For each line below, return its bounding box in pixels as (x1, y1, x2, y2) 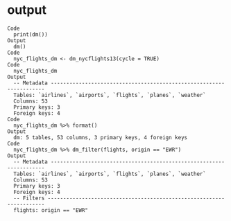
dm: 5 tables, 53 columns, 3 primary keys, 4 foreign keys (13, 134, 188, 141)
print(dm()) (13, 30, 49, 38)
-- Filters (13, 195, 45, 202)
